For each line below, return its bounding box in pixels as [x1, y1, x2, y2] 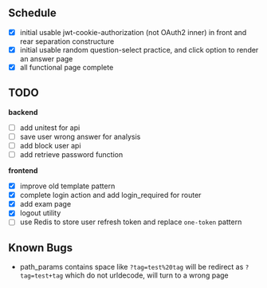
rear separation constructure [19, 36, 115, 46]
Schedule [8, 6, 57, 20]
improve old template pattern [19, 181, 116, 191]
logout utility [19, 208, 61, 218]
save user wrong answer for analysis [19, 132, 141, 141]
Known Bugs [8, 241, 73, 254]
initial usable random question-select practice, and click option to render [19, 45, 259, 54]
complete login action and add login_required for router [19, 191, 202, 200]
